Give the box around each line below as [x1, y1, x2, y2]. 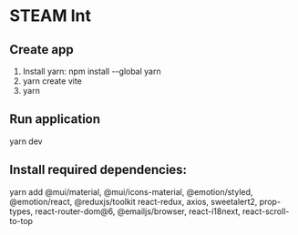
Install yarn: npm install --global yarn [22, 66, 161, 77]
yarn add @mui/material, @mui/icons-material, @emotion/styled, [9, 186, 253, 197]
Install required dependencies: [9, 162, 188, 178]
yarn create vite [22, 76, 82, 87]
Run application [9, 111, 101, 128]
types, [9, 206, 34, 217]
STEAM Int [9, 5, 91, 26]
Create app [9, 42, 75, 57]
